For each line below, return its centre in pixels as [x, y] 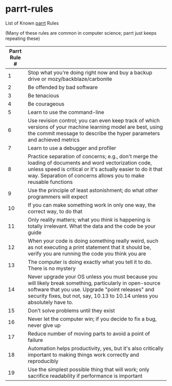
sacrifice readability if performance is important [85, 376]
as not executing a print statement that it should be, [90, 247]
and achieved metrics [54, 140]
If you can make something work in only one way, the [92, 205]
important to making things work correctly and [83, 355]
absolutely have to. [50, 302]
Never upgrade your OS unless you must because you [93, 276]
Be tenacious [44, 95]
